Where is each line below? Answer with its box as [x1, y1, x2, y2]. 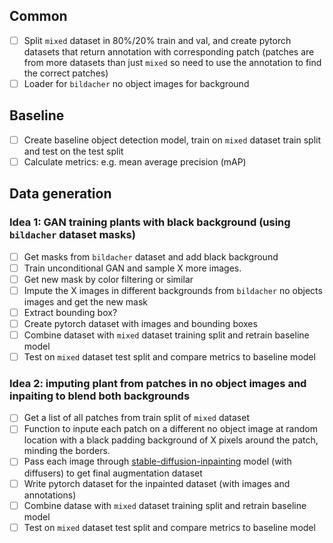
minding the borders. [23, 445, 111, 457]
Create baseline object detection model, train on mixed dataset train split [23, 134, 322, 146]
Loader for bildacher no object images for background [23, 77, 250, 89]
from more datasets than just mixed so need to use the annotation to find [23, 56, 322, 68]
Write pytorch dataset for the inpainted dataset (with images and [23, 477, 291, 489]
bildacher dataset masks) [9, 228, 136, 242]
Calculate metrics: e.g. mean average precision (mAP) [23, 155, 247, 168]
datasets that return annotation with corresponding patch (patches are [23, 45, 315, 58]
